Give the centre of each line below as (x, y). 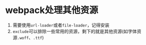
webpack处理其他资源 (52, 10)
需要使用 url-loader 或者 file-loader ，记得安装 (61, 25)
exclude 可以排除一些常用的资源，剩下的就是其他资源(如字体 (75, 31)
